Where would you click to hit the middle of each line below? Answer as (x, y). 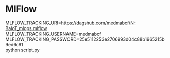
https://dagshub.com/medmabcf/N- (98, 23)
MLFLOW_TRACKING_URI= (33, 23)
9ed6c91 (14, 44)
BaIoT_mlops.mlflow (26, 28)
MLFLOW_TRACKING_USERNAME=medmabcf (53, 34)
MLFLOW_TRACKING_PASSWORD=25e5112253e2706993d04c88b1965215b (85, 39)
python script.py (22, 50)
